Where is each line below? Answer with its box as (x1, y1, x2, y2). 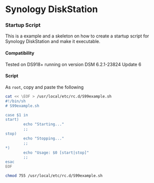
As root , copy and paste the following (5, 84, 84, 90)
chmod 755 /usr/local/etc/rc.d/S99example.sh (5, 173, 102, 178)
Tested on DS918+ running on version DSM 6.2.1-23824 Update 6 (5, 61, 141, 67)
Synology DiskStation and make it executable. (5, 38, 100, 44)
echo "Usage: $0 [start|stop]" (23, 150, 89, 155)
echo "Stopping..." (23, 135, 65, 141)
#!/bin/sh (5, 99, 26, 104)
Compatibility (5, 50, 34, 56)
